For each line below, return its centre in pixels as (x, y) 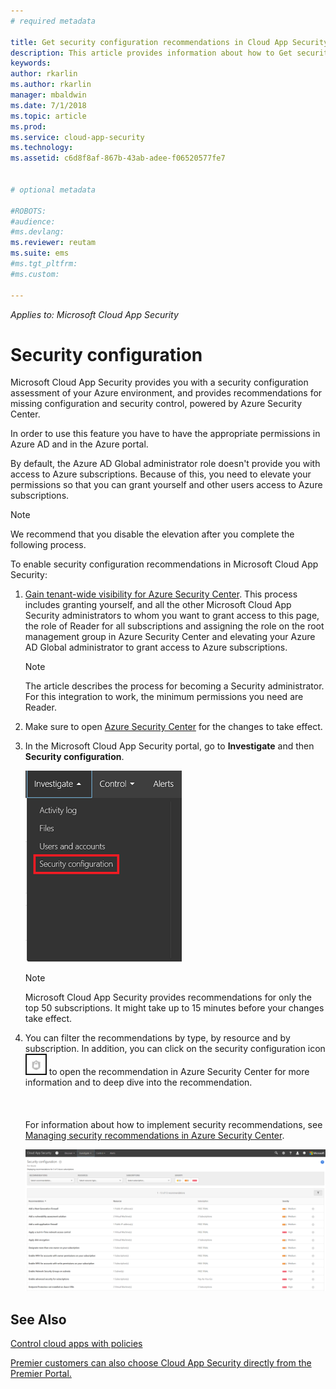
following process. (48, 545)
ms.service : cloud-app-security (77, 137)
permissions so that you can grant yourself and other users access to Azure (166, 485)
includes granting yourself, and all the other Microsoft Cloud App (158, 605)
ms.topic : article (48, 116)
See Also (38, 1319)
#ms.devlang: (37, 232)
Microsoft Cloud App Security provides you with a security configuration (159, 382)
